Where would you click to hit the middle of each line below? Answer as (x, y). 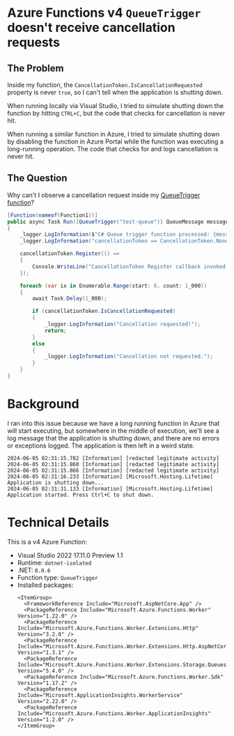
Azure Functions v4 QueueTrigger (104, 13)
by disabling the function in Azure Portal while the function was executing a (116, 141)
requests (34, 43)
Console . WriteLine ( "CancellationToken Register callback (116, 266)
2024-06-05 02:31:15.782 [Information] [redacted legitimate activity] (113, 458)
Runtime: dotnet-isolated (54, 562)
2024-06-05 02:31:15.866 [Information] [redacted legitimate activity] (113, 470)
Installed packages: (45, 585)
